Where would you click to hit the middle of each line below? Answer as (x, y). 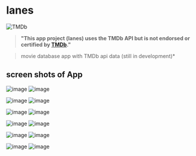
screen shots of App (45, 75)
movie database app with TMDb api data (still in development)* (98, 56)
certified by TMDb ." (46, 44)
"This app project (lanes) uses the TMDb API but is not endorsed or (105, 38)
